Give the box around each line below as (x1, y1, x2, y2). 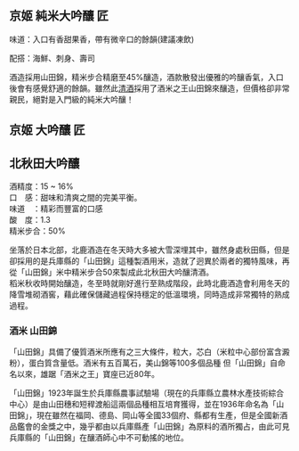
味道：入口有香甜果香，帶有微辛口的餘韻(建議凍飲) (9, 34, 195, 45)
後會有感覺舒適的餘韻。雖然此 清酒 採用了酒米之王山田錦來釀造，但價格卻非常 (9, 83, 290, 94)
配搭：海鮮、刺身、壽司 (9, 53, 95, 63)
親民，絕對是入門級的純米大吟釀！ (9, 94, 134, 104)
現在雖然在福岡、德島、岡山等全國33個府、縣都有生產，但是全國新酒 (36, 410, 288, 421)
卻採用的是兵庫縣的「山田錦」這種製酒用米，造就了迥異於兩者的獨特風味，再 (9, 256, 290, 266)
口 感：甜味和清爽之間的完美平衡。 (9, 193, 142, 203)
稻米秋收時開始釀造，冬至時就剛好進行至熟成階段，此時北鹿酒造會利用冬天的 (9, 278, 290, 289)
